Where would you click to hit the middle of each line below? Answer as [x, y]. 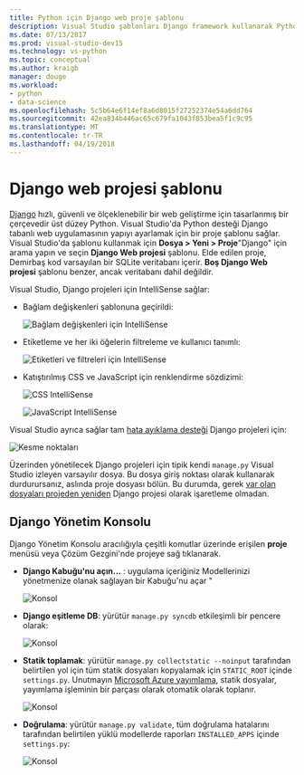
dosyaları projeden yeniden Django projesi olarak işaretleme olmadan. [139, 493]
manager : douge [38, 77]
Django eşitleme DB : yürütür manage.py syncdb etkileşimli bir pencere [152, 616]
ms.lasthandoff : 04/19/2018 [62, 144]
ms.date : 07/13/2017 [48, 34]
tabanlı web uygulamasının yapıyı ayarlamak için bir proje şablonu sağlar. [145, 233]
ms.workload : [34, 85]
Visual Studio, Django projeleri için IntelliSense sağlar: [109, 289]
